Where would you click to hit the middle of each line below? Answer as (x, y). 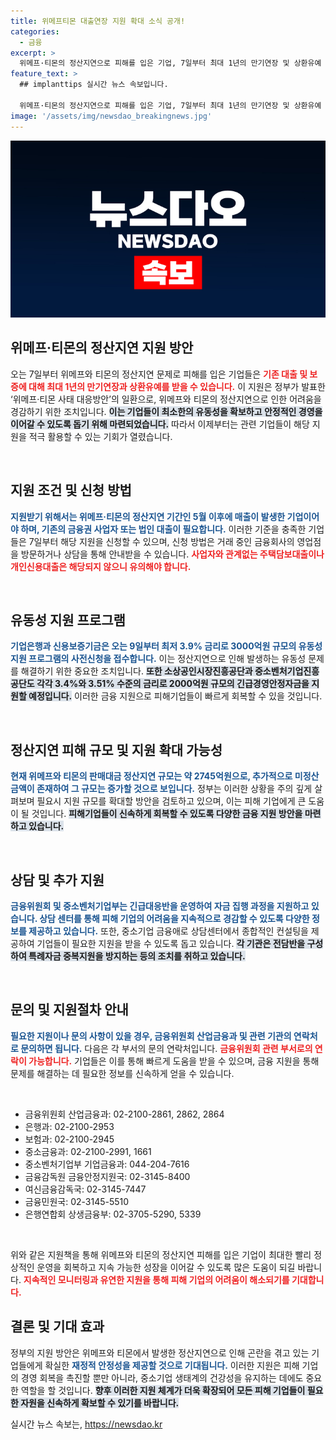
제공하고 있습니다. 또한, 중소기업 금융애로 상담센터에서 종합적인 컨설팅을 (168, 931)
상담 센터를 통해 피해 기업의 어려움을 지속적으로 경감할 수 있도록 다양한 (174, 919)
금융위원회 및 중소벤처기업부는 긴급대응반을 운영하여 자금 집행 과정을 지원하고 (160, 906)
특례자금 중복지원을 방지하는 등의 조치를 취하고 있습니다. (137, 956)
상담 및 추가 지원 (57, 880)
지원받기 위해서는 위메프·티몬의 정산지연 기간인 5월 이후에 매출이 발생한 (148, 516)
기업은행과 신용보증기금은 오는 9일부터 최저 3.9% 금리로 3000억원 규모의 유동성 (166, 646)
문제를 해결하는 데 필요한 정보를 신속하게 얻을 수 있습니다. (122, 1073)
